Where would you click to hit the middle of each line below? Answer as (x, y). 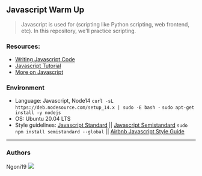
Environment (26, 88)
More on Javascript (39, 72)
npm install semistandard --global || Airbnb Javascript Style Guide (99, 132)
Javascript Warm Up (45, 10)
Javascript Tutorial (38, 66)
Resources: (23, 46)
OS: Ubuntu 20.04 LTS (43, 119)
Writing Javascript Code (45, 59)
